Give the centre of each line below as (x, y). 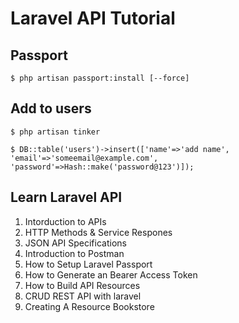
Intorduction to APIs (65, 221)
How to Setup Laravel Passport (88, 264)
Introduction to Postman (74, 253)
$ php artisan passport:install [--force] (100, 78)
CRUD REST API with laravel (83, 296)
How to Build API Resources (82, 285)
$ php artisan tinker (55, 132)
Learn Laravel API (66, 197)
